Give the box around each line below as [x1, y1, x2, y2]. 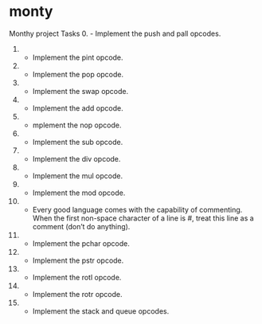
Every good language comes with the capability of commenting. [32, 205, 243, 214]
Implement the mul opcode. [32, 170, 123, 181]
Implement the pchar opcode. [32, 238, 130, 248]
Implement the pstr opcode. [32, 256, 124, 265]
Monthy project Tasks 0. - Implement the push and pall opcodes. [9, 29, 221, 38]
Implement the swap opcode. [32, 86, 129, 96]
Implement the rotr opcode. [32, 289, 123, 299]
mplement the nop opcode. [32, 120, 122, 130]
